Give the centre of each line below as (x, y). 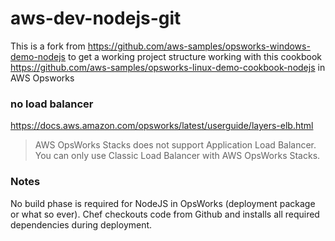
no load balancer (52, 104)
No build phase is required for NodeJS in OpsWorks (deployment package (163, 203)
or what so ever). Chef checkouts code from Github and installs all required (165, 214)
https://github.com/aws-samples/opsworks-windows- (199, 46)
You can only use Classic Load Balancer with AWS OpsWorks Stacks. (177, 156)
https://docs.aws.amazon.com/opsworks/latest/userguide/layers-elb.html (162, 126)
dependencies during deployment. (81, 224)
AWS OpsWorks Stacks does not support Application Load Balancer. (175, 145)
